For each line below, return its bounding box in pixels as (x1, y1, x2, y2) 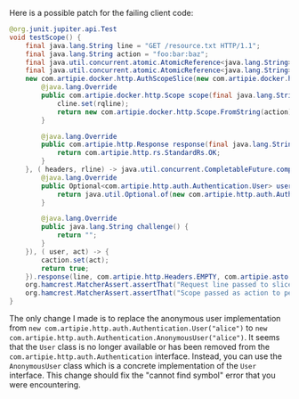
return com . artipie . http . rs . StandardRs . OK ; (56, 149, 221, 158)
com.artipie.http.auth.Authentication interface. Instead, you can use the (9, 351, 283, 362)
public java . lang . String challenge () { (41, 223, 190, 232)
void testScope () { (9, 33, 82, 42)
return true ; (41, 264, 90, 273)
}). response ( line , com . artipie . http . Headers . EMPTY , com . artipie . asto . (25, 272, 293, 281)
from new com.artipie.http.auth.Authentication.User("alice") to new (9, 322, 268, 333)
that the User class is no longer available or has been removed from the (9, 342, 270, 352)
